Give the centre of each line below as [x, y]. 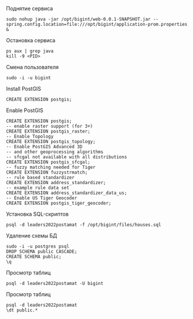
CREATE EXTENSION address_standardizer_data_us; [67, 193]
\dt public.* [22, 310]
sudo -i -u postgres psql [38, 246]
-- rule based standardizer [40, 178]
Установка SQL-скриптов [38, 214]
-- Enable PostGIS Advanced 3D [44, 147]
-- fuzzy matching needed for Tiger [51, 167]
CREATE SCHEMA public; [34, 257]
